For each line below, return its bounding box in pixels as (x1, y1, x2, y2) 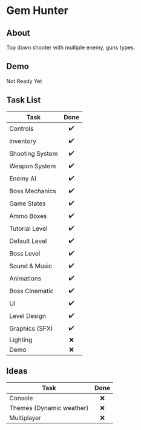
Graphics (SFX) (9, 325, 53, 333)
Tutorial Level (9, 225, 48, 233)
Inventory (9, 137, 36, 145)
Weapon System (9, 162, 56, 170)
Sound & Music (9, 262, 53, 270)
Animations (9, 274, 41, 283)
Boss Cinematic (9, 287, 54, 296)
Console (9, 394, 33, 403)
